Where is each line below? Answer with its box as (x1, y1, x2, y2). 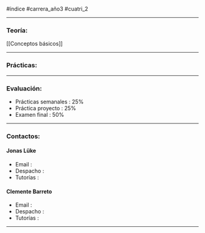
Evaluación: (6, 84, 42, 92)
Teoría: (6, 26, 28, 34)
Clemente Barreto (6, 188, 52, 195)
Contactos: (6, 131, 41, 140)
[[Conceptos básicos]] (6, 40, 63, 48)
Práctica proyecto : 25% (15, 104, 76, 112)
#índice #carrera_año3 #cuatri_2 (6, 6, 88, 12)
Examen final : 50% (15, 111, 65, 118)
